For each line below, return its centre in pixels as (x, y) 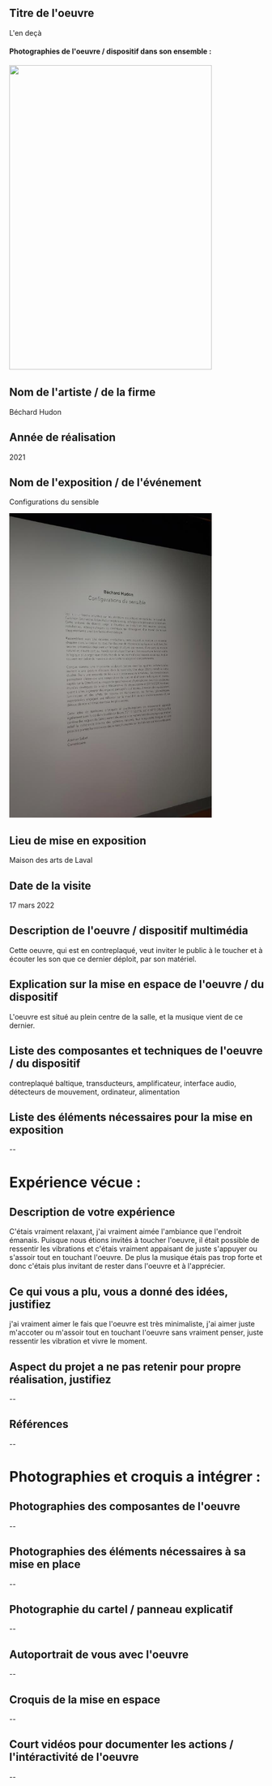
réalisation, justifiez (60, 1379)
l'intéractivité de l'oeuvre (74, 1757)
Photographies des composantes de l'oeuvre (125, 1506)
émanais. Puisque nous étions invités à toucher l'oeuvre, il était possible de (134, 1240)
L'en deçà (25, 32)
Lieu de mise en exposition (78, 841)
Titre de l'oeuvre (52, 13)
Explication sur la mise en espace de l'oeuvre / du (137, 984)
